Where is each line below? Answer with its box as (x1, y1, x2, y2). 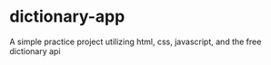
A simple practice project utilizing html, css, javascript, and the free (9, 36, 262, 47)
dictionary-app (9, 6, 125, 27)
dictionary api (9, 45, 61, 56)
